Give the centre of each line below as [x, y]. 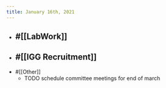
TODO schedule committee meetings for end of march [92, 78]
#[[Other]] [28, 72]
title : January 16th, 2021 [40, 12]
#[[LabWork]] [41, 37]
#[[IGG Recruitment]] [56, 57]
